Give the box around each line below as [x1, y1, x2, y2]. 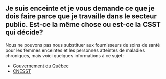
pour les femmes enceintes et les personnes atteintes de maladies [5, 47, 145, 53]
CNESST [12, 68, 31, 74]
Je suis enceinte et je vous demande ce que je [5, 4, 155, 13]
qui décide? [5, 28, 43, 37]
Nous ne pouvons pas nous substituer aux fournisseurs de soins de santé [5, 42, 160, 48]
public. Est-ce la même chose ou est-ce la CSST [5, 20, 161, 29]
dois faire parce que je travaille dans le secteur [5, 12, 157, 21]
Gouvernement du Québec [12, 63, 69, 69]
